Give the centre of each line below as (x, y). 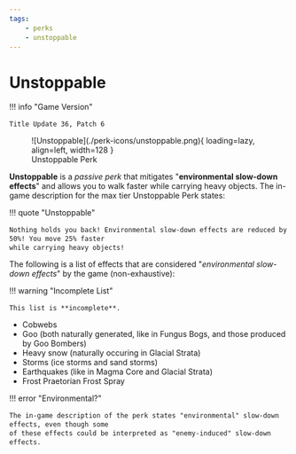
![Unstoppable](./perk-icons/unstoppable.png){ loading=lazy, (143, 141)
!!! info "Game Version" (51, 107)
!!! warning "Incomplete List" (61, 291)
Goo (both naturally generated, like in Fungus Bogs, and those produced (154, 334)
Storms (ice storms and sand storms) (90, 363)
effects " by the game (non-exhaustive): (103, 274)
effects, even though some (59, 425)
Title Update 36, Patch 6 (57, 124)
